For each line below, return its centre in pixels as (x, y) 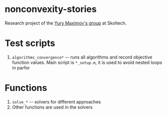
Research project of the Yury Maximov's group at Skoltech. (66, 23)
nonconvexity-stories (51, 9)
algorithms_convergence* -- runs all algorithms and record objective (82, 57)
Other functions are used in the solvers (52, 107)
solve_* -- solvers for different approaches (56, 101)
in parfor (21, 67)
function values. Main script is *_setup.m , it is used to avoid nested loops (87, 62)
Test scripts (30, 43)
